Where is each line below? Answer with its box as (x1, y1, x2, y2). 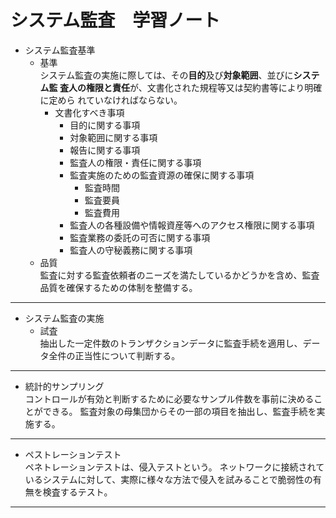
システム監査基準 (24, 44, 96, 56)
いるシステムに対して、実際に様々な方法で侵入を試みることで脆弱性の (24, 473, 313, 485)
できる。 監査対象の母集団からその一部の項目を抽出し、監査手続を (42, 405, 317, 417)
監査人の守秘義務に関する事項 (69, 244, 193, 256)
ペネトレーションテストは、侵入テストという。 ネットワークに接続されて (24, 461, 325, 473)
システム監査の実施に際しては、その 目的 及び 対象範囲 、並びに (39, 69, 294, 81)
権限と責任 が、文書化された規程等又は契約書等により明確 (85, 81, 323, 93)
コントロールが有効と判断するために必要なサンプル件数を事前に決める (24, 392, 315, 405)
